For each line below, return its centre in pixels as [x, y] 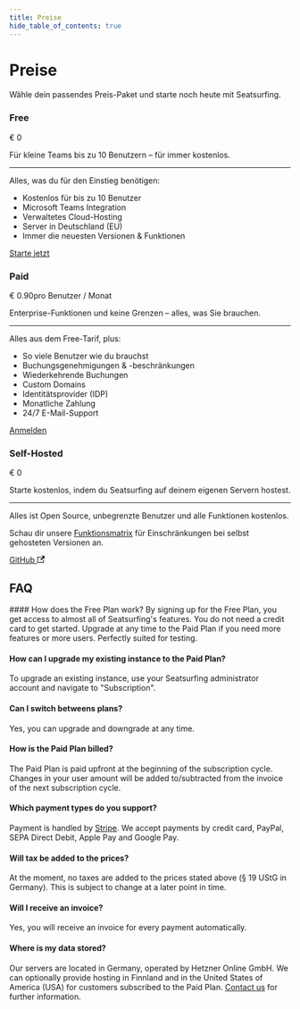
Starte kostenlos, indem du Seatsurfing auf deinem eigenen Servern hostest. [150, 490]
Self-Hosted [37, 453]
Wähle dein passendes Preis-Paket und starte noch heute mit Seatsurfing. [145, 95]
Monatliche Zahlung [59, 404]
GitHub [22, 560]
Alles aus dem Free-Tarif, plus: [65, 339]
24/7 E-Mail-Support [60, 413]
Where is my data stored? [58, 947]
